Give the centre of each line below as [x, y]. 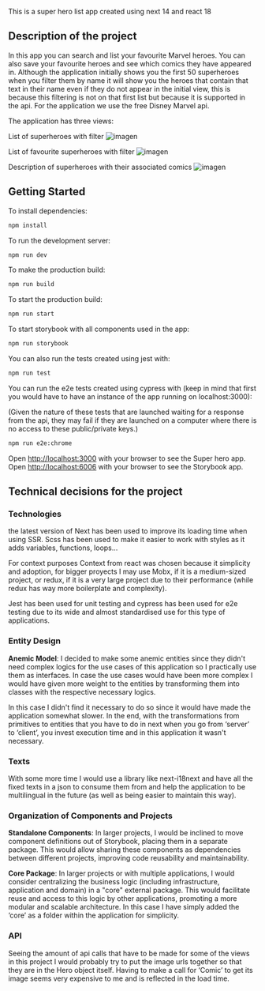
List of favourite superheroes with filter [71, 151]
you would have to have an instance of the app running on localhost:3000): [130, 396]
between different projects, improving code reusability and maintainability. [129, 858]
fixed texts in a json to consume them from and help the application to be [127, 787]
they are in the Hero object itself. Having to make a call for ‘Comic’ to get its [131, 970]
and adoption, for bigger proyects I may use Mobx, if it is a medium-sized [127, 571]
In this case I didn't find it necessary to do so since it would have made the [129, 707]
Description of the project [73, 36]
